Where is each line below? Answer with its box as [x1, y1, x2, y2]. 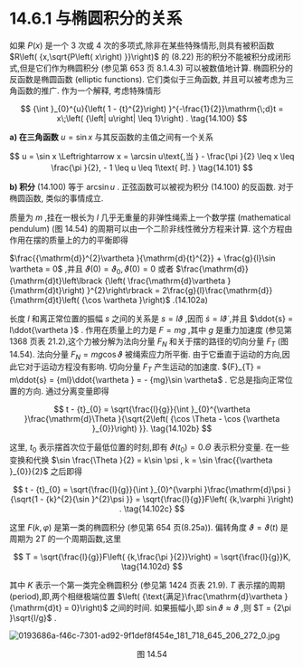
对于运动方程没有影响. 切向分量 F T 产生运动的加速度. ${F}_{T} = [24, 361, 262, 375]
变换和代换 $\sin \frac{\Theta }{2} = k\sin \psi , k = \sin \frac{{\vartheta [9, 454, 273, 465]
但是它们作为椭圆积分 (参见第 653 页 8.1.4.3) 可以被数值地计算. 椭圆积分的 [19, 62, 294, 73]
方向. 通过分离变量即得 [24, 386, 109, 396]
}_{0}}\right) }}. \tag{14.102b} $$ [91, 423, 213, 434]
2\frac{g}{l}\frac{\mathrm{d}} [162, 284, 273, 295]
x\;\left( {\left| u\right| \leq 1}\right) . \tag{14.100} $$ [56, 112, 248, 123]
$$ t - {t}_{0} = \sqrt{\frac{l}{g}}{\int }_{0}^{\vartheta [53, 404, 251, 415]
